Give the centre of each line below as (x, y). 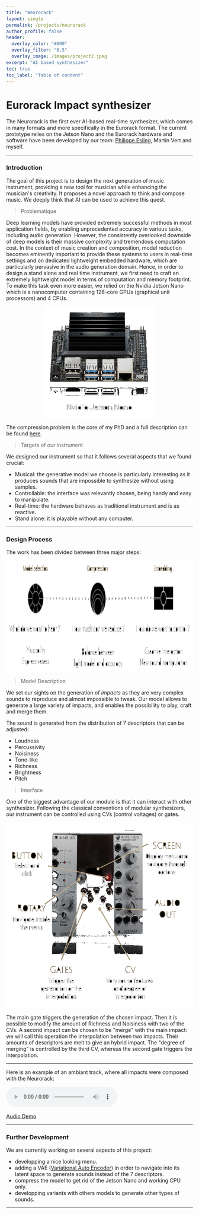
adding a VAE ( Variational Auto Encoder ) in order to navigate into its (97, 1168)
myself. (15, 147)
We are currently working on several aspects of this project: (79, 1150)
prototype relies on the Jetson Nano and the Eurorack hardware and (89, 134)
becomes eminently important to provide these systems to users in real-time (99, 254)
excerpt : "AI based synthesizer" (47, 62)
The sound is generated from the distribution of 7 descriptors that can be (95, 723)
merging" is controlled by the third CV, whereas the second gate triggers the (99, 1049)
